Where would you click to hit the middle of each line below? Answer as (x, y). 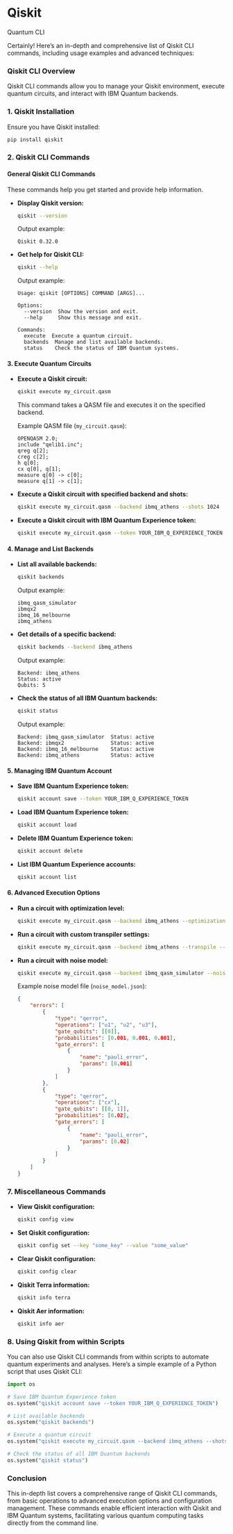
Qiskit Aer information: (51, 1311)
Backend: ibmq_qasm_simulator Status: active (86, 737)
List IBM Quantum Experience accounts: (77, 864)
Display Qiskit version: (51, 203)
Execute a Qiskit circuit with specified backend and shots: (103, 494)
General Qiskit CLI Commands (51, 174)
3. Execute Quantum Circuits (50, 363)
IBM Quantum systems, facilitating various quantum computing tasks (105, 1516)
